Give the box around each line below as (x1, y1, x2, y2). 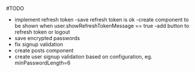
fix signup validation (14, 41, 63, 48)
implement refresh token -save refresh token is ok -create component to (14, 16, 189, 23)
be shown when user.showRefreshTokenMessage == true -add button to (14, 23, 190, 29)
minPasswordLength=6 (14, 59, 71, 66)
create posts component (14, 47, 74, 54)
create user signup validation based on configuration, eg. (14, 53, 153, 60)
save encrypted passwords (14, 35, 80, 41)
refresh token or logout (14, 28, 70, 35)
